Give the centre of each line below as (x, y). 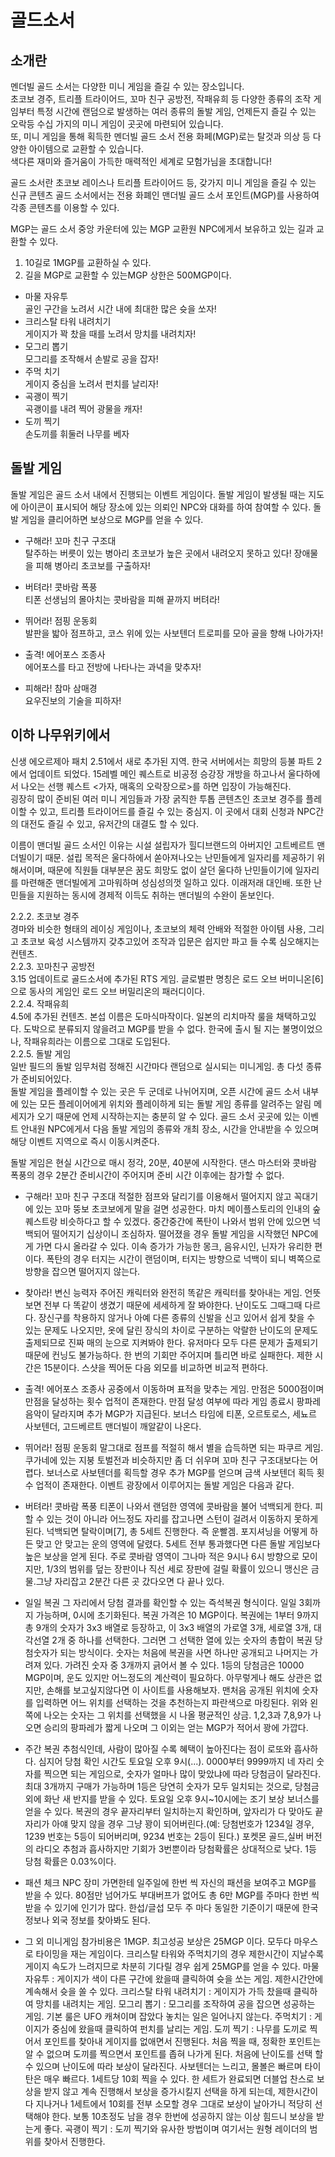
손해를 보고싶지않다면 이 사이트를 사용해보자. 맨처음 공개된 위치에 (173, 1690)
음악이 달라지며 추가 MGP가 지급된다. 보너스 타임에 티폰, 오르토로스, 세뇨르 (170, 1413)
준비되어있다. (46, 1078)
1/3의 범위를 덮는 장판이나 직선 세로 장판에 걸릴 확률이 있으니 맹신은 (177, 1568)
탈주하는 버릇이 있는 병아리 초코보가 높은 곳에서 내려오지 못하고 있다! (158, 553)
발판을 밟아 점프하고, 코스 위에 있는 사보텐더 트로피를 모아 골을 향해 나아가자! (174, 633)
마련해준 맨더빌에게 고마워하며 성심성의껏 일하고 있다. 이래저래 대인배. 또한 (166, 882)
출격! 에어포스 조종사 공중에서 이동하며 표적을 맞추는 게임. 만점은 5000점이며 (174, 1388)
